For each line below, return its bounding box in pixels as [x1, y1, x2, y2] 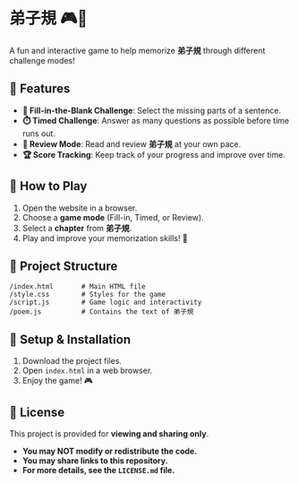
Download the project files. [21, 356, 123, 367]
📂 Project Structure [9, 258, 118, 273]
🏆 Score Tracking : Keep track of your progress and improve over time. [21, 149, 286, 160]
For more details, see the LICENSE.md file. [21, 465, 175, 475]
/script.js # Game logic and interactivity [9, 298, 202, 307]
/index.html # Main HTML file [9, 282, 146, 291]
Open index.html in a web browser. [21, 365, 153, 376]
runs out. [21, 127, 56, 139]
